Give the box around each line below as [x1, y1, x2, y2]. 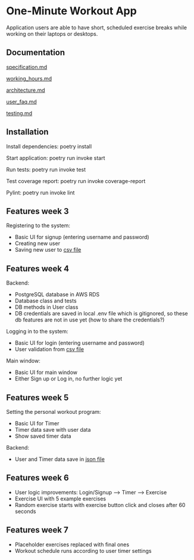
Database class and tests [14, 297, 77, 305]
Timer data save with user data [14, 426, 91, 433]
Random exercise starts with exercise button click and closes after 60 [14, 501, 186, 508]
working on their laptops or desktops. [6, 30, 98, 37]
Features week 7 [6, 525, 68, 535]
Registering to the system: [6, 222, 70, 229]
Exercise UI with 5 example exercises [14, 495, 107, 502]
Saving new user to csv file [14, 246, 82, 253]
